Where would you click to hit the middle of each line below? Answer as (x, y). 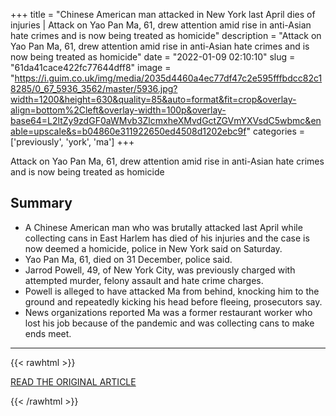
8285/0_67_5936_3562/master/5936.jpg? (94, 88)
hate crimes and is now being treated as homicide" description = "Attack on (166, 35)
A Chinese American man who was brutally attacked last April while (163, 227)
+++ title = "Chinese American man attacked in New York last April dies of (163, 14)
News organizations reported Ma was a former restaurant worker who (168, 312)
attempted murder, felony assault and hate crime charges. (144, 280)
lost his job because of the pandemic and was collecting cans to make (169, 323)
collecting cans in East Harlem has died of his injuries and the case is (167, 238)
